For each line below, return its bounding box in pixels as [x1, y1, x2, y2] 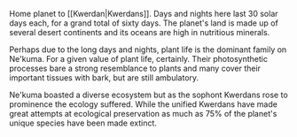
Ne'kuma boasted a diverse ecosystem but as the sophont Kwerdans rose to [9, 89, 288, 100]
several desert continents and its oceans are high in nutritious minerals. [9, 27, 270, 37]
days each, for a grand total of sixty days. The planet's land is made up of [9, 18, 279, 28]
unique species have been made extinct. [9, 118, 158, 128]
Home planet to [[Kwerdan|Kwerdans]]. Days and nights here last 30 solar [9, 9, 278, 19]
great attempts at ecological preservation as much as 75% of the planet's [9, 109, 277, 118]
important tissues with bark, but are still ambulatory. [9, 72, 199, 83]
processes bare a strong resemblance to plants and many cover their [9, 63, 262, 73]
